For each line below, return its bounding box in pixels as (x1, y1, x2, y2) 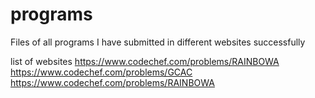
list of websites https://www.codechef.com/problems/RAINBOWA (10, 55, 280, 67)
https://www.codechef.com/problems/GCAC (10, 66, 193, 78)
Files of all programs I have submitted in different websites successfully (10, 36, 306, 48)
